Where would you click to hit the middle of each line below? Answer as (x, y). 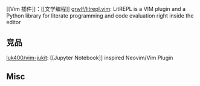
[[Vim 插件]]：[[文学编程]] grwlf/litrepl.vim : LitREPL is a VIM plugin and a (96, 9)
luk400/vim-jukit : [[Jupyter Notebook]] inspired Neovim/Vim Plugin (90, 58)
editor (14, 22)
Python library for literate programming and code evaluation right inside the (100, 16)
